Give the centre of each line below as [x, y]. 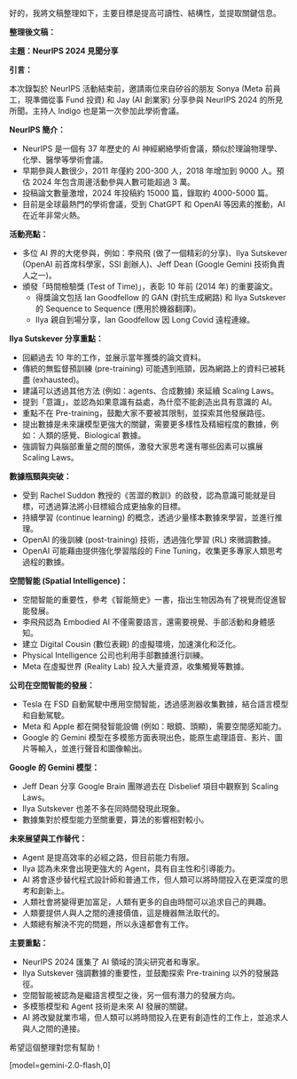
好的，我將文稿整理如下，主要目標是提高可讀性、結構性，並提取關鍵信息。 [145, 13]
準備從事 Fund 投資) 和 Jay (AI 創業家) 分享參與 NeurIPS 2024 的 [150, 100]
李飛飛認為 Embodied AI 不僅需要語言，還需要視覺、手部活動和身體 [145, 622]
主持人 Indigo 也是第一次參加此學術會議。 [108, 111]
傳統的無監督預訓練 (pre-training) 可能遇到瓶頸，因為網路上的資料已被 [149, 368]
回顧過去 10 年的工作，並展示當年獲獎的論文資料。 [114, 357]
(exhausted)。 [58, 380]
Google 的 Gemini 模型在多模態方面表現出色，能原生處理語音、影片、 [148, 737]
